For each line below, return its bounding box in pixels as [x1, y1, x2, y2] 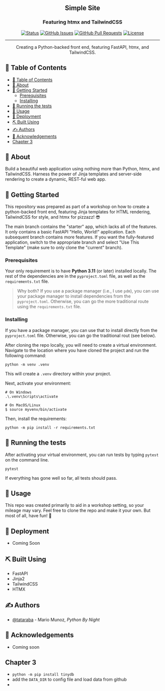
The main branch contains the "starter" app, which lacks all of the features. [5, 224, 157, 230]
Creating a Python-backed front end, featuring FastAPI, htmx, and [16, 44, 149, 50]
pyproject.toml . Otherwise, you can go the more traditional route [17, 298, 149, 304]
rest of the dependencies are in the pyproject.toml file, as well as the [5, 273, 146, 279]
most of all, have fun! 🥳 [5, 513, 52, 519]
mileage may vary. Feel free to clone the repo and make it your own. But [5, 507, 151, 514]
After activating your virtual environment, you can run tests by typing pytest [5, 452, 159, 458]
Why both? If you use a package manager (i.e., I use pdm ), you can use [17, 288, 160, 294]
